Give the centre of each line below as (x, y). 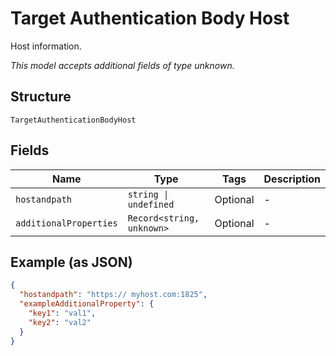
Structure (41, 97)
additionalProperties (66, 223)
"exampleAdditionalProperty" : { (87, 304)
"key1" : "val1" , (62, 313)
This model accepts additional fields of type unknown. (122, 65)
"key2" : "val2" (60, 322)
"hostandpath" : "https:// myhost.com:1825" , (113, 295)
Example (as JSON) (71, 262)
